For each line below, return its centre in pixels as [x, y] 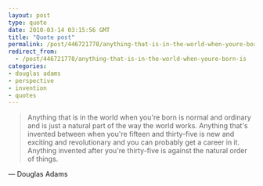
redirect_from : [33, 52]
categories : [27, 66]
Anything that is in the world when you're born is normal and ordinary [139, 117]
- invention [27, 88]
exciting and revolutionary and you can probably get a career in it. [133, 142]
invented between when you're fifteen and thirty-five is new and [131, 134]
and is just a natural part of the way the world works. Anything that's [137, 126]
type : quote [27, 23]
